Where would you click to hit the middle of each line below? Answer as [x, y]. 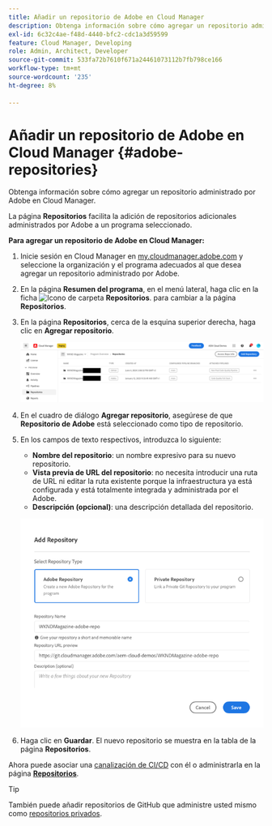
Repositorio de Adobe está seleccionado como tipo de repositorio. [132, 424]
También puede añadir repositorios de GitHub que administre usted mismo [133, 805]
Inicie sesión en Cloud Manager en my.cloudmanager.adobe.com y [132, 256]
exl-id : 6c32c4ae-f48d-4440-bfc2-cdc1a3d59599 [88, 34]
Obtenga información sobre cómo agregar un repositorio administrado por [132, 192]
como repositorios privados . [55, 813]
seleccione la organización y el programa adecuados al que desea [130, 265]
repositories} [53, 169]
